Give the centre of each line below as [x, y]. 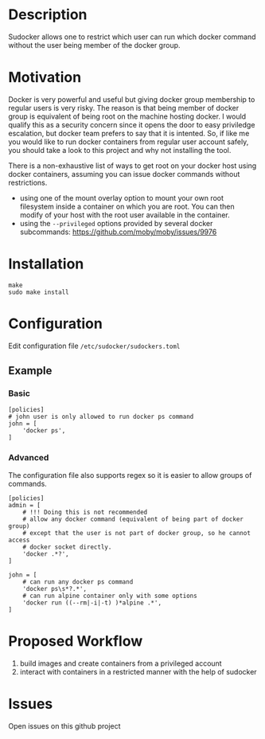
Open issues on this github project [64, 725]
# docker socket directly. [67, 547]
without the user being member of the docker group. [94, 45]
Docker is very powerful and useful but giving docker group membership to [132, 99]
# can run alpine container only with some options [110, 596]
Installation [46, 264]
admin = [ [25, 505]
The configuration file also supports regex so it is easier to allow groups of [130, 475]
